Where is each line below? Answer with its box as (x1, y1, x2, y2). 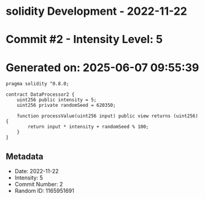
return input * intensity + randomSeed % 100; (28, 124, 149, 130)
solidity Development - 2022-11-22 (6, 4, 188, 18)
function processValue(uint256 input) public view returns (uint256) (17, 113, 199, 119)
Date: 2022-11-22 (14, 168, 59, 175)
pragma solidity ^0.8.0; (6, 81, 69, 87)
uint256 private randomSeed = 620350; (17, 103, 116, 109)
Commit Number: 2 (14, 181, 63, 188)
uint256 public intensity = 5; (17, 97, 97, 103)
